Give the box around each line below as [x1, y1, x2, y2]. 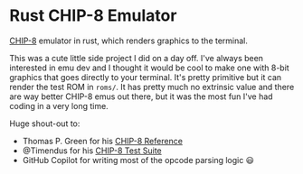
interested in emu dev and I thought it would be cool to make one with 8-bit [9, 62, 289, 73]
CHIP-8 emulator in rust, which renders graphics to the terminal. [9, 35, 249, 46]
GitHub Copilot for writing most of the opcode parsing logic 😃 [22, 154, 255, 165]
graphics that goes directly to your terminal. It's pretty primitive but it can [9, 71, 282, 82]
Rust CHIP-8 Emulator [9, 5, 177, 26]
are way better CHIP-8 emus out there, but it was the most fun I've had [9, 91, 273, 102]
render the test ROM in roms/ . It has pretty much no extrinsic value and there [9, 81, 295, 92]
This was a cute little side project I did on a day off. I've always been [9, 52, 264, 63]
